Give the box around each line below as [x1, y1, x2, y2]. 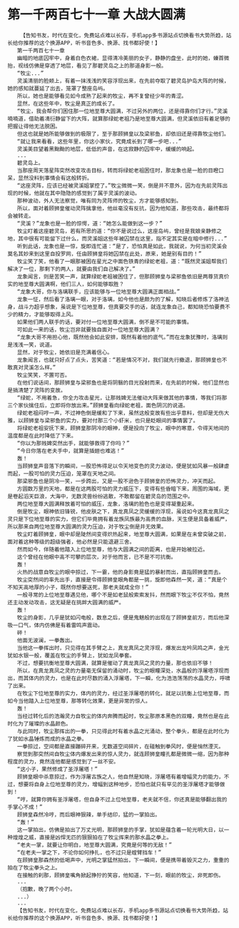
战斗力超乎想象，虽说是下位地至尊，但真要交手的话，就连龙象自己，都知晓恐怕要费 [17, 303, 225, 310]
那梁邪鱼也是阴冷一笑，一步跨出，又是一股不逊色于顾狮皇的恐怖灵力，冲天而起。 [16, 477, 219, 485]
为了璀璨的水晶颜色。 [17, 720, 71, 728]
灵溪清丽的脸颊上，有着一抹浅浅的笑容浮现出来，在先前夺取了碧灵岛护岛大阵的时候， [16, 77, 230, 84]
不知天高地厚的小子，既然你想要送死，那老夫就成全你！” [7, 583, 149, 591]
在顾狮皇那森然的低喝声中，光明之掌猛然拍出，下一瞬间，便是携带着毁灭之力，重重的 [16, 857, 230, 864]
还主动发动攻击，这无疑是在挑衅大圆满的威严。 [7, 598, 125, 606]
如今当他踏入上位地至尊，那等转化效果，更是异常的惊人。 [7, 697, 151, 705]
